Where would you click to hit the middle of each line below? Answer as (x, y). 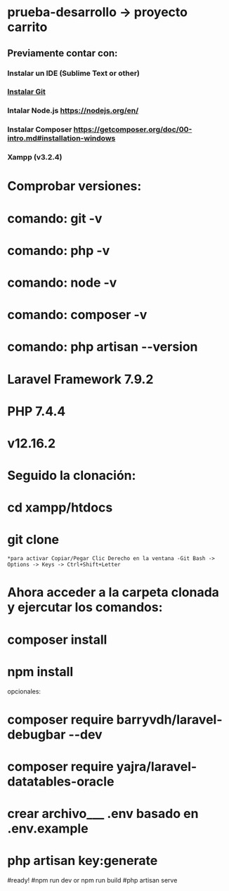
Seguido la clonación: (72, 476)
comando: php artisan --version (103, 347)
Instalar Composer (40, 129)
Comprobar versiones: (74, 186)
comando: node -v (62, 282)
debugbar (37, 734)
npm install (40, 671)
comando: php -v (59, 251)
